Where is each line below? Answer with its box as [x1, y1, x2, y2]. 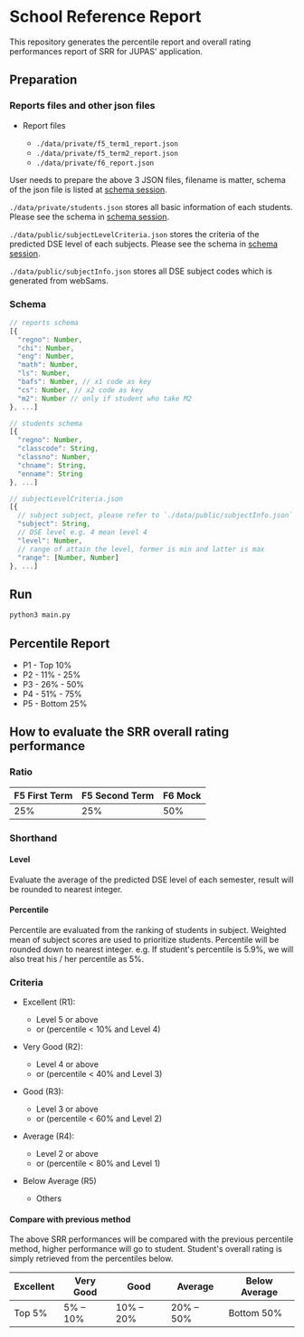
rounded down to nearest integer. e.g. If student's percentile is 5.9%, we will [9, 944, 294, 955]
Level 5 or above [35, 1015, 99, 1025]
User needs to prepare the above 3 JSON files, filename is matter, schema [9, 174, 287, 185]
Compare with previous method [9, 1214, 131, 1225]
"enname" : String [17, 469, 83, 478]
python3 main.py [9, 611, 71, 620]
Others [35, 1193, 62, 1204]
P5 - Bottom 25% [22, 697, 88, 708]
